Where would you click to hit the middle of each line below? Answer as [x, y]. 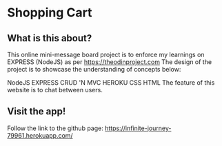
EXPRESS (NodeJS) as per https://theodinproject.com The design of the [110, 62]
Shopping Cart [50, 13]
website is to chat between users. [55, 90]
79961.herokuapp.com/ [40, 135]
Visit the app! [37, 112]
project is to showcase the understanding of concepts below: [94, 69]
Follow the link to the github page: [55, 128]
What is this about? [50, 38]
